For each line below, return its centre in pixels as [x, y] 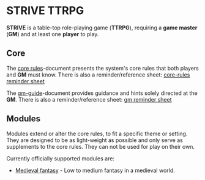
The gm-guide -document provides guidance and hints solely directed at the [102, 93]
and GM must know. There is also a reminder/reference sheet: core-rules [98, 75]
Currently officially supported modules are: [61, 158]
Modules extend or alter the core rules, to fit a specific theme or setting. [97, 133]
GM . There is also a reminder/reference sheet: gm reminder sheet [89, 99]
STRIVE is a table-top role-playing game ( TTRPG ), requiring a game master [102, 28]
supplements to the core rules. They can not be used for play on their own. [100, 146]
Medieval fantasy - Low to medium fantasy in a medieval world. [95, 170]
